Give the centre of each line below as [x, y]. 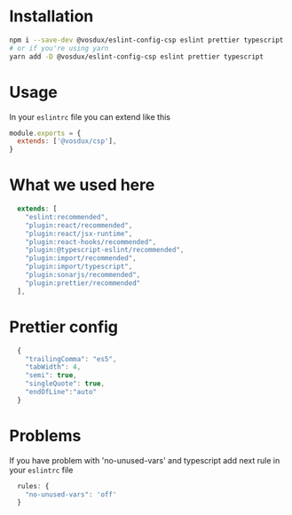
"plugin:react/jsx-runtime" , [79, 234]
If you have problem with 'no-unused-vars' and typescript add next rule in [145, 460]
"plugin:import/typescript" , [79, 267]
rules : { [33, 486]
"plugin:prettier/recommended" [83, 283]
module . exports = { [45, 133]
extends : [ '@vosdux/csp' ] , [67, 141]
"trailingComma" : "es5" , [71, 359]
